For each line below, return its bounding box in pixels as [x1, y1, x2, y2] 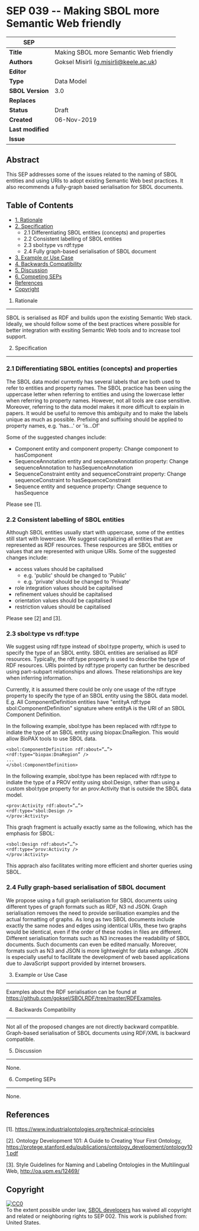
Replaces [9, 96, 36, 104]
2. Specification [14, 222, 53, 229]
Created [9, 116, 33, 124]
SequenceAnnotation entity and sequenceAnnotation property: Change [14, 457, 188, 464]
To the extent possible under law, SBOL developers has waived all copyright [6, 1207, 191, 1214]
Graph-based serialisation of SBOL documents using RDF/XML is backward [6, 1029, 191, 1036]
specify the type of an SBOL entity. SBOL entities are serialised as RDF [6, 649, 179, 656]
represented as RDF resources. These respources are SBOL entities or [6, 541, 178, 549]
